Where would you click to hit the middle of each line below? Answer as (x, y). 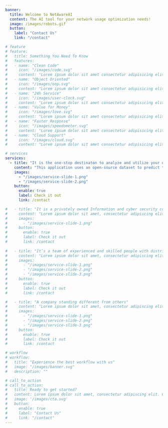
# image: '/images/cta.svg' (37, 399)
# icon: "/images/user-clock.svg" (45, 98)
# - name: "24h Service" (33, 93)
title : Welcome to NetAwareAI (41, 15)
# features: (20, 61)
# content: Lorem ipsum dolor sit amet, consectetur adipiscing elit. (82, 394)
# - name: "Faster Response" (38, 121)
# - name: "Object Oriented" (38, 80)
